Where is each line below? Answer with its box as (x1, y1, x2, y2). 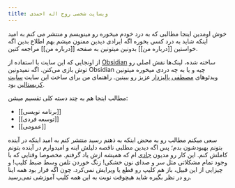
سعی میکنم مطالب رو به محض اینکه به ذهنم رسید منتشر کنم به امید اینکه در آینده (8, 136, 218, 144)
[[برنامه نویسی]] (17, 107, 62, 115)
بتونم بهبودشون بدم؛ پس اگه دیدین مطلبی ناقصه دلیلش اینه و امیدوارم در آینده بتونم (8, 143, 222, 151)
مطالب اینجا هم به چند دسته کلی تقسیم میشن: (8, 94, 128, 102)
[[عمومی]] (17, 122, 47, 130)
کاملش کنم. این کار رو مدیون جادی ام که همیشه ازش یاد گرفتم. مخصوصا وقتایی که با (8, 150, 228, 159)
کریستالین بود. (8, 80, 45, 88)
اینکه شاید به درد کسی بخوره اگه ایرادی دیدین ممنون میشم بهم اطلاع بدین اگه (8, 36, 209, 45)
